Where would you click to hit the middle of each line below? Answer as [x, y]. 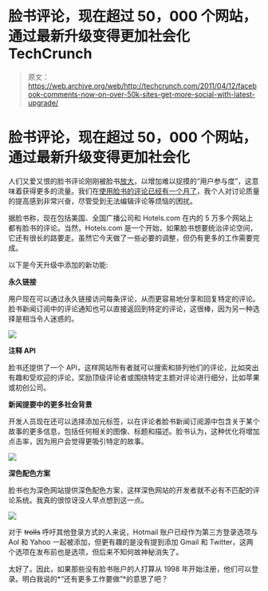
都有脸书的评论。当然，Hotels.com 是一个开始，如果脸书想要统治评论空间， [133, 227]
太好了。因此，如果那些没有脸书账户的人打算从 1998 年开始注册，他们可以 [130, 569]
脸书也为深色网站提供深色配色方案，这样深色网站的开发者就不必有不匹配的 [130, 490]
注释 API [22, 350]
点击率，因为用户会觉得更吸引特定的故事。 [78, 441]
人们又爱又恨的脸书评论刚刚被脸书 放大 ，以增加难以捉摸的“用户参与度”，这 [130, 181]
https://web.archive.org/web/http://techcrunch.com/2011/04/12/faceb [142, 85]
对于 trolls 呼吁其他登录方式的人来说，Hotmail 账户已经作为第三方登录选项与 [133, 532]
